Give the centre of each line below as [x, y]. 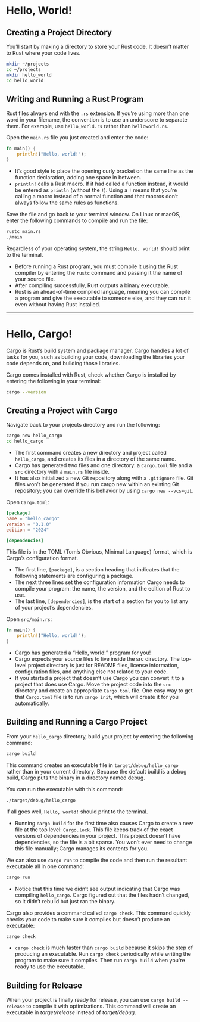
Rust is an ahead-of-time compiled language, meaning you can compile [102, 291]
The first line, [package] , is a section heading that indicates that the [97, 570]
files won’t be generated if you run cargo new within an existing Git [97, 484]
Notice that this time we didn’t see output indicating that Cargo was [97, 889]
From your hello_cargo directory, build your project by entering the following [100, 736]
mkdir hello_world [29, 75]
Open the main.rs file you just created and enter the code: [77, 138]
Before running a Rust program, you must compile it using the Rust [96, 266]
